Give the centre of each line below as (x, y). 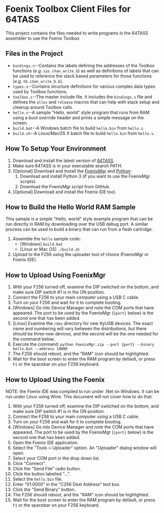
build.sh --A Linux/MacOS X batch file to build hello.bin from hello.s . (84, 133)
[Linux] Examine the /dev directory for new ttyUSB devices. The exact (83, 323)
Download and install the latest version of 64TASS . (63, 160)
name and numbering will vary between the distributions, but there (80, 329)
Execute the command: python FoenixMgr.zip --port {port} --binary (83, 344)
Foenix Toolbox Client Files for (68, 9)
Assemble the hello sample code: (47, 239)
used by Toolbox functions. (40, 91)
